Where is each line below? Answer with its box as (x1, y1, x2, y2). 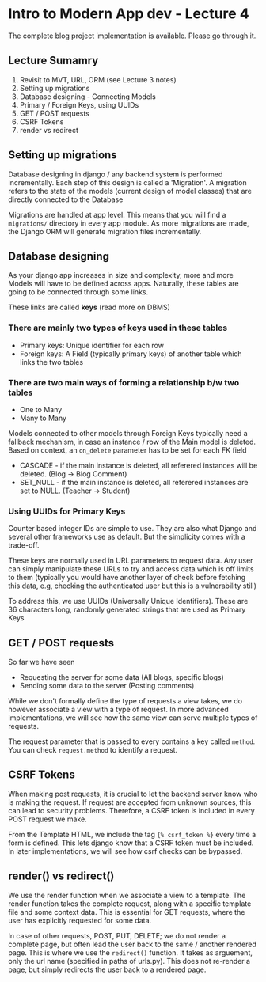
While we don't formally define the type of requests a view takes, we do (8, 696, 243, 706)
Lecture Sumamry (8, 54, 99, 67)
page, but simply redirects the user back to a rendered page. (8, 965, 207, 974)
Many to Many (19, 413, 67, 423)
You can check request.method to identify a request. (8, 745, 178, 755)
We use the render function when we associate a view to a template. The (8, 890, 246, 900)
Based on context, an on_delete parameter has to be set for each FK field (8, 445, 247, 455)
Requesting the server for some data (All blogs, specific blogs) (19, 673, 224, 682)
